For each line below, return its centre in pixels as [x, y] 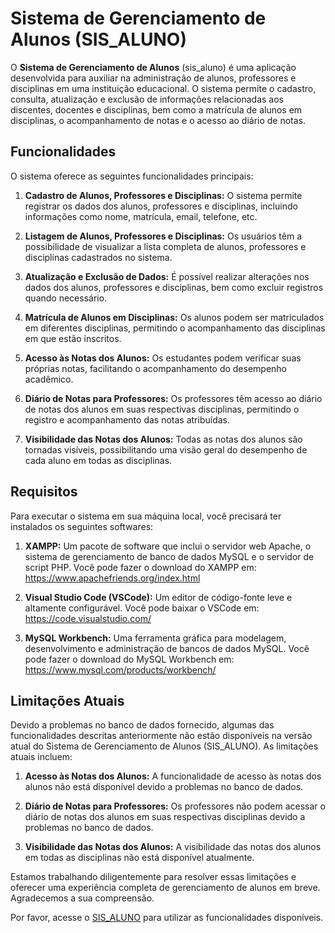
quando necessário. [66, 298]
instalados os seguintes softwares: [82, 526]
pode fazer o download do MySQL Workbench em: [129, 659]
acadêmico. [49, 379]
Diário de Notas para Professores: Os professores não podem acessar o [175, 806]
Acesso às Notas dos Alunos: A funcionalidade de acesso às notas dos [173, 776]
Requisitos [44, 492]
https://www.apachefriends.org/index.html [112, 578]
